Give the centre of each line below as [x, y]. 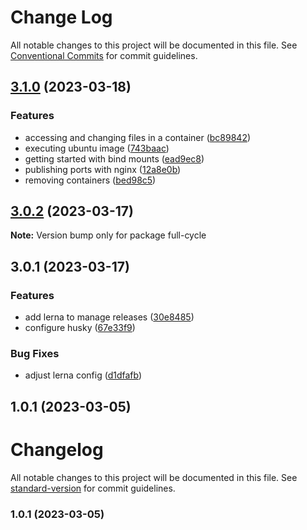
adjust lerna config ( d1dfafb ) [83, 375]
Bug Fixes [35, 354]
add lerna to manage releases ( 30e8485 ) [109, 317]
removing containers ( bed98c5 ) [90, 180]
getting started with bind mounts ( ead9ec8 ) [114, 158]
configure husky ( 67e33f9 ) [80, 328]
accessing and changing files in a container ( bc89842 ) [138, 137]
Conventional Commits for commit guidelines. [104, 55]
